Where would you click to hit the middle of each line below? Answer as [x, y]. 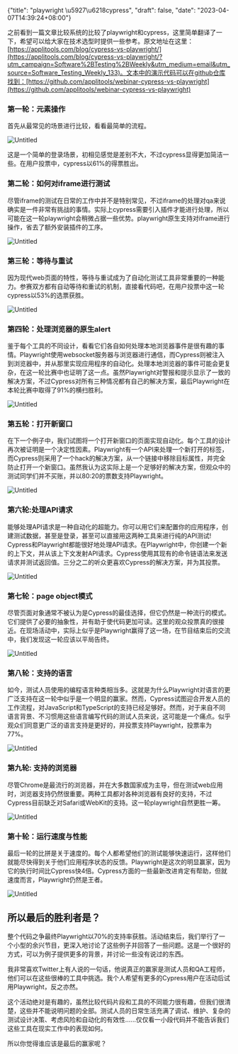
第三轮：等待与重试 [40, 261]
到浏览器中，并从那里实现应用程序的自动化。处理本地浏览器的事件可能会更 [116, 363]
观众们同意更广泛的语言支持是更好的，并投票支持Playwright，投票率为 [110, 725]
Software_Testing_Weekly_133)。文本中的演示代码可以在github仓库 [129, 73]
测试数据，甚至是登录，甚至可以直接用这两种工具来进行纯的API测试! [112, 535]
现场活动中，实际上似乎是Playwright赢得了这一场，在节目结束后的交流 [128, 630]
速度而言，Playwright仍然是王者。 [57, 879]
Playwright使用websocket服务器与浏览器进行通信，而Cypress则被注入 [122, 355]
